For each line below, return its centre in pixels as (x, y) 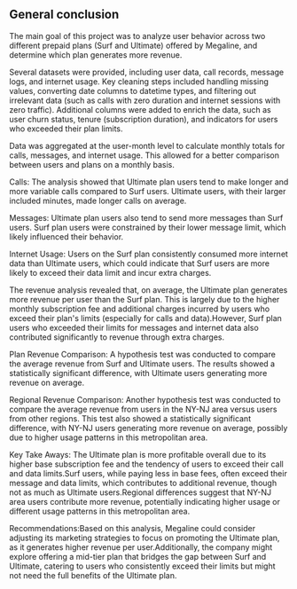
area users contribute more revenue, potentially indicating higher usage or (145, 501)
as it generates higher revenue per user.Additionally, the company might (141, 547)
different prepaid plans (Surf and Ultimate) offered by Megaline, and (133, 45)
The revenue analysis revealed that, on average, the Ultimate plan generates (148, 290)
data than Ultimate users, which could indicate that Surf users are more (140, 263)
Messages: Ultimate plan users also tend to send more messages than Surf (146, 217)
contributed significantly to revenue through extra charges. (117, 337)
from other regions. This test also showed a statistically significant (130, 418)
